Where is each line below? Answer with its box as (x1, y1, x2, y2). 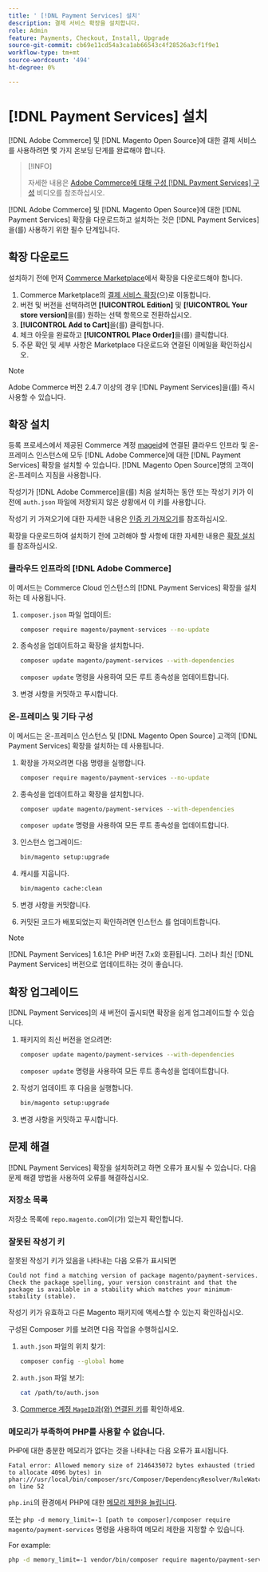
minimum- (204, 1286, 234, 1294)
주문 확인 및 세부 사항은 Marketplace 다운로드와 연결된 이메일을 (19, 340, 219, 350)
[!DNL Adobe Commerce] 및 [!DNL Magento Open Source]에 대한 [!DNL (8, 204, 242, 214)
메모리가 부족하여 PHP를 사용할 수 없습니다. (8, 1426, 166, 1437)
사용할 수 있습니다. (8, 392, 66, 401)
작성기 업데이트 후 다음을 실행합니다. (19, 1083, 133, 1092)
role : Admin (8, 26, 48, 34)
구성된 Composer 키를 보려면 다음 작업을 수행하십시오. (8, 1325, 179, 1334)
